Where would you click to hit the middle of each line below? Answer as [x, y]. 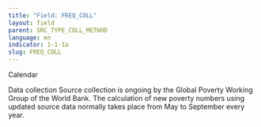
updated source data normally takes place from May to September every [127, 106]
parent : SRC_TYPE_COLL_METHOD [58, 30]
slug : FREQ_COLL [35, 52]
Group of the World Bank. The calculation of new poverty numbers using [127, 98]
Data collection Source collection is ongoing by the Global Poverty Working [130, 90]
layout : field [32, 23]
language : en [30, 37]
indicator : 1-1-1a [38, 45]
